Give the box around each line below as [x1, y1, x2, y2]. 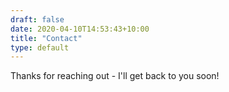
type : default [10, 42, 70, 53]
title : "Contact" [10, 33, 83, 43]
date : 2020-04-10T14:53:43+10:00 [10, 24, 150, 34]
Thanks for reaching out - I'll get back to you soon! [10, 70, 220, 82]
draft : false [10, 14, 65, 25]
